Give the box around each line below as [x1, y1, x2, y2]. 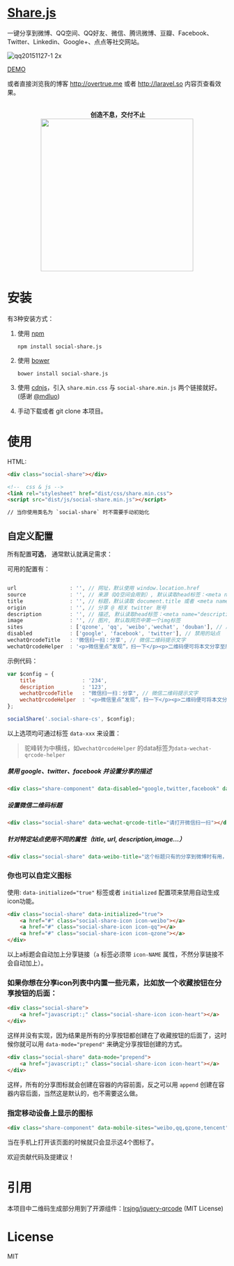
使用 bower [17, 356, 50, 364]
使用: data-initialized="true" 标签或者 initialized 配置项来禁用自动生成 [7, 888, 220, 896]
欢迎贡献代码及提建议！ [7, 1152, 75, 1161]
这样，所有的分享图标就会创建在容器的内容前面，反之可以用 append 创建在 [7, 1080, 219, 1089]
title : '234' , [19, 677, 108, 684]
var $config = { [7, 670, 54, 677]
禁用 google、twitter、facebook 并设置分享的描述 [7, 767, 152, 776]
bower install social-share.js [17, 370, 109, 377]
